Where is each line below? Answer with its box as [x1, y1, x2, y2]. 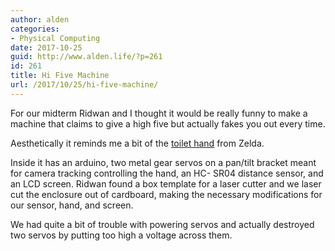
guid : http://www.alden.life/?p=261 [10, 52, 163, 62]
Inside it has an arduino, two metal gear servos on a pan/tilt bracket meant [10, 156, 317, 168]
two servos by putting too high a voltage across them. [10, 229, 233, 241]
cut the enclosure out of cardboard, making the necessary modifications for [10, 188, 323, 200]
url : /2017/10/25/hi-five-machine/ [10, 80, 159, 90]
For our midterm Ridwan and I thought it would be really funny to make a [10, 107, 308, 119]
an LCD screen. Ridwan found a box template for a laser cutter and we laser [10, 177, 322, 190]
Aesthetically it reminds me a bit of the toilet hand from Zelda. [10, 137, 265, 149]
